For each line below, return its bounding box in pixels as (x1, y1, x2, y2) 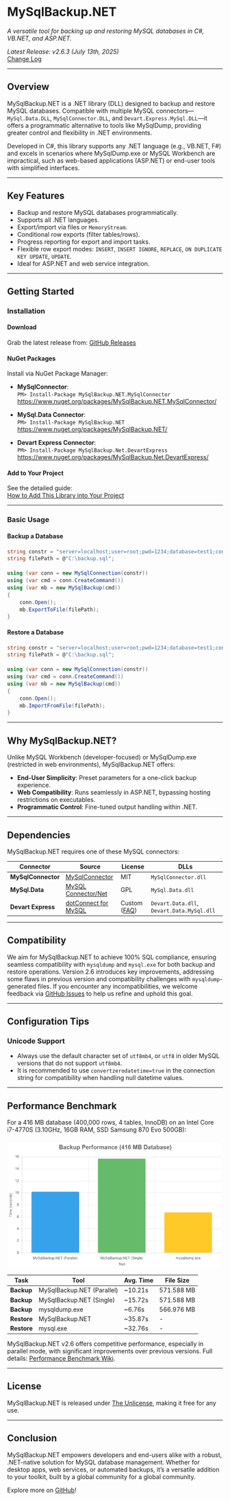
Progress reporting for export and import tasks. (16, 238, 151, 246)
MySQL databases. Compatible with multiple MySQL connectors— (7, 106, 194, 115)
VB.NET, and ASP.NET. (7, 34, 72, 42)
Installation (7, 306, 46, 316)
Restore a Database (7, 628, 64, 636)
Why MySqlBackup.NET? (7, 735, 117, 746)
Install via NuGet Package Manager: (7, 369, 108, 378)
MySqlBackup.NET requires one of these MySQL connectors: (7, 847, 180, 856)
